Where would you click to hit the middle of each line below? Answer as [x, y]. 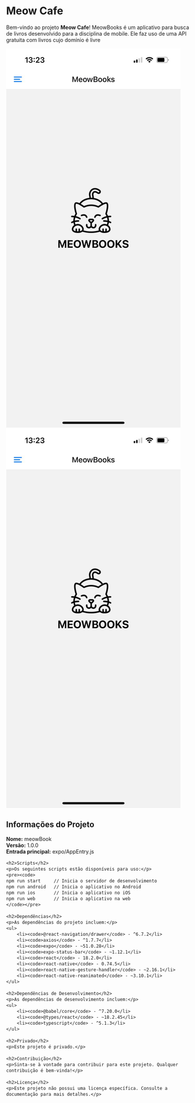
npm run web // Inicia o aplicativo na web [69, 899]
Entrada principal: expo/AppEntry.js [50, 851]
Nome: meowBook [29, 839]
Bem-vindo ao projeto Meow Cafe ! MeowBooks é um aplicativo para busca [97, 27]
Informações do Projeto [50, 825]
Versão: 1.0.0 [22, 845]
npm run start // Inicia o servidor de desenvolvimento [82, 881]
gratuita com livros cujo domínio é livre [53, 40]
